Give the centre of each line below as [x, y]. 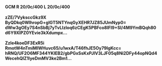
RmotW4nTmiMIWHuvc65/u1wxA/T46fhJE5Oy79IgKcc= [63, 48]
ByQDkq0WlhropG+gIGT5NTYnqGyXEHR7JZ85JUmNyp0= [66, 23]
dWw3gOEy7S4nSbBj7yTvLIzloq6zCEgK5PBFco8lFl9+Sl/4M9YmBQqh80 [81, 28]
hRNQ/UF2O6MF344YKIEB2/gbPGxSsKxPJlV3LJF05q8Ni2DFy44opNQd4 [81, 53]
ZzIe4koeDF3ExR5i [25, 43]
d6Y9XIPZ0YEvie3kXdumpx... [36, 33]
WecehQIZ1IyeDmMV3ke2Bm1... [38, 58]
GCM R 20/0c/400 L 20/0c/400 [37, 7]
